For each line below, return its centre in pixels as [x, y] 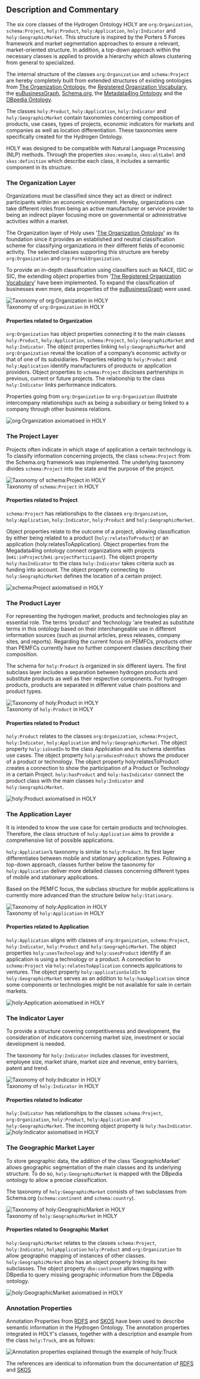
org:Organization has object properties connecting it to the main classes [96, 334]
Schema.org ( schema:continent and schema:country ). [71, 1198]
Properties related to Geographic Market [57, 1229]
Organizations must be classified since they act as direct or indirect [89, 196]
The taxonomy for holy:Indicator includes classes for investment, [88, 1056]
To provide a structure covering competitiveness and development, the [93, 1031]
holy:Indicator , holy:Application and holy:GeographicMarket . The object [97, 742]
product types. [24, 692]
